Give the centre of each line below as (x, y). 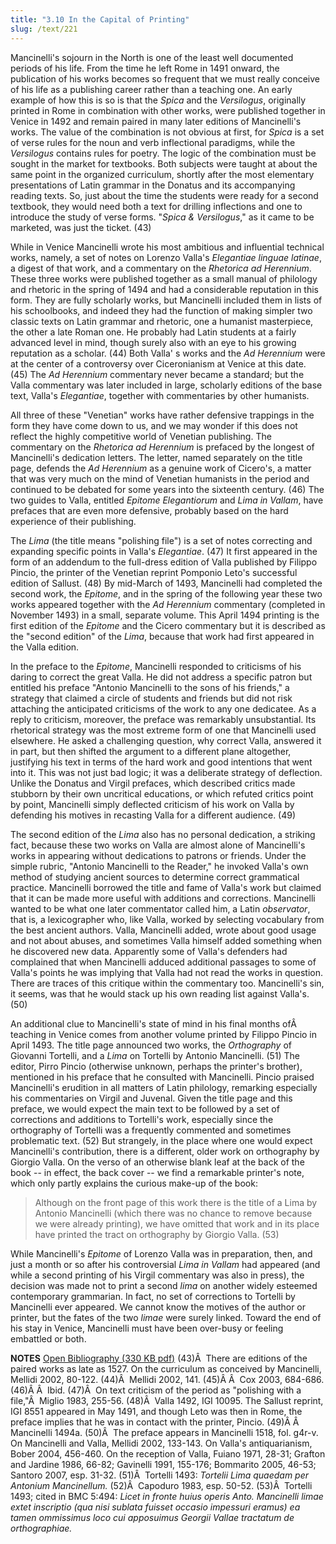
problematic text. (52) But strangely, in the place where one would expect (161, 1140)
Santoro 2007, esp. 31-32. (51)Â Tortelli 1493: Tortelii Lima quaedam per (160, 1475)
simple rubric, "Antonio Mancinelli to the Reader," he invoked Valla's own (159, 866)
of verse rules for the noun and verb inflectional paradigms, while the (153, 142)
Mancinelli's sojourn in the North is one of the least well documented (152, 57)
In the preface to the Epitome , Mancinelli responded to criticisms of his (156, 666)
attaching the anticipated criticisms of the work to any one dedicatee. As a (163, 708)
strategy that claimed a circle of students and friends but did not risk (151, 698)
